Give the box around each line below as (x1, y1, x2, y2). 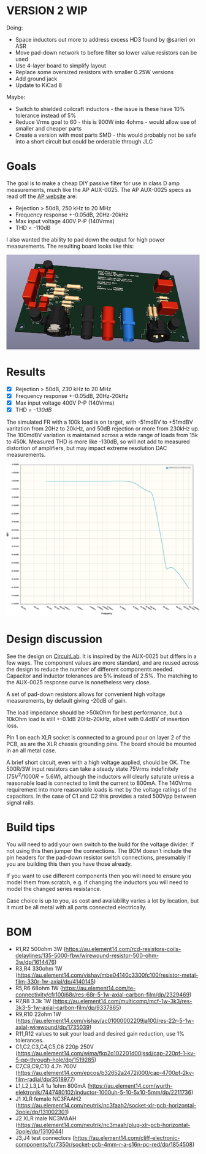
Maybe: (6, 93, 26, 101)
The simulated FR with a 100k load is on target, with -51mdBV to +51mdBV (6, 418, 193, 426)
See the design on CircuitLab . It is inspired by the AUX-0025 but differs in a (6, 652, 197, 660)
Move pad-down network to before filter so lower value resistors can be (15, 48, 197, 56)
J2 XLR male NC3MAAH (15, 1114, 77, 1122)
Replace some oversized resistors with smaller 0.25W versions (15, 68, 174, 75)
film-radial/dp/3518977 (15, 1076, 74, 1083)
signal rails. (6, 798, 36, 806)
